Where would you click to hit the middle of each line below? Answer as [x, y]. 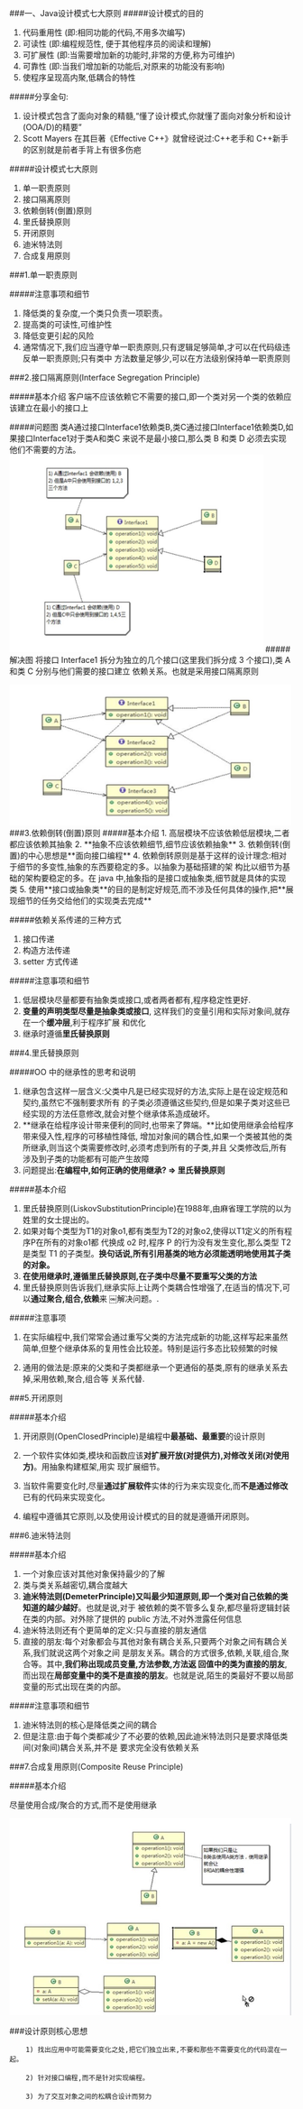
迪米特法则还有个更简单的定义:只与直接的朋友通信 [115, 1630]
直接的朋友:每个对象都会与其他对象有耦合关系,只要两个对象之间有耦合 [151, 1641]
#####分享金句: [39, 97]
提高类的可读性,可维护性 [67, 324]
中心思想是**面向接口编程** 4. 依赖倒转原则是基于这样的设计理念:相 [154, 856]
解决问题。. [138, 1299]
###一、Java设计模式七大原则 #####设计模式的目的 [107, 13]
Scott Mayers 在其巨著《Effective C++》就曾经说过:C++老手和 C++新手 [155, 138]
